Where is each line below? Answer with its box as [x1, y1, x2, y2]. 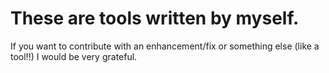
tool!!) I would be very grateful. [10, 50, 138, 62]
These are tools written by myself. [10, 7, 300, 30]
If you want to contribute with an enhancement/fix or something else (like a [10, 40, 320, 52]
